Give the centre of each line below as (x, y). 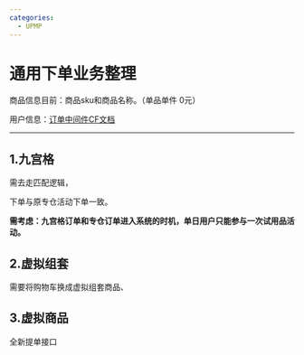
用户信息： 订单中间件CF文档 (62, 119)
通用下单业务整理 (73, 74)
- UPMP (30, 26)
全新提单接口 (33, 341)
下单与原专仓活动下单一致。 (61, 202)
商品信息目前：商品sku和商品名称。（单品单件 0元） (105, 100)
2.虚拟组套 (39, 263)
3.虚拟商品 (39, 318)
